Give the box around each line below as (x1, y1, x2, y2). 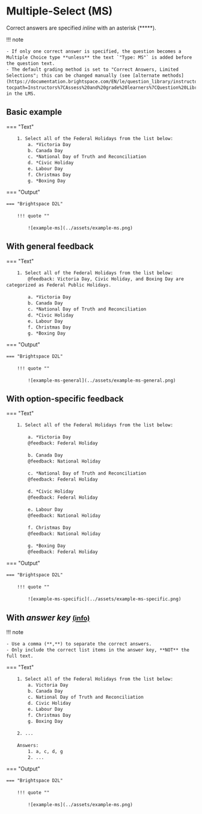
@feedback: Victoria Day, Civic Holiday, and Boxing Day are (28, 276, 185, 282)
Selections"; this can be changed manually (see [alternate (6, 72, 161, 79)
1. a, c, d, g (28, 749, 63, 755)
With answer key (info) (6, 612, 90, 623)
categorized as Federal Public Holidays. (6, 282, 112, 288)
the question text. (6, 60, 55, 66)
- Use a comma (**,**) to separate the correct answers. (6, 641, 152, 647)
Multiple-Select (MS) (6, 4, 113, 18)
